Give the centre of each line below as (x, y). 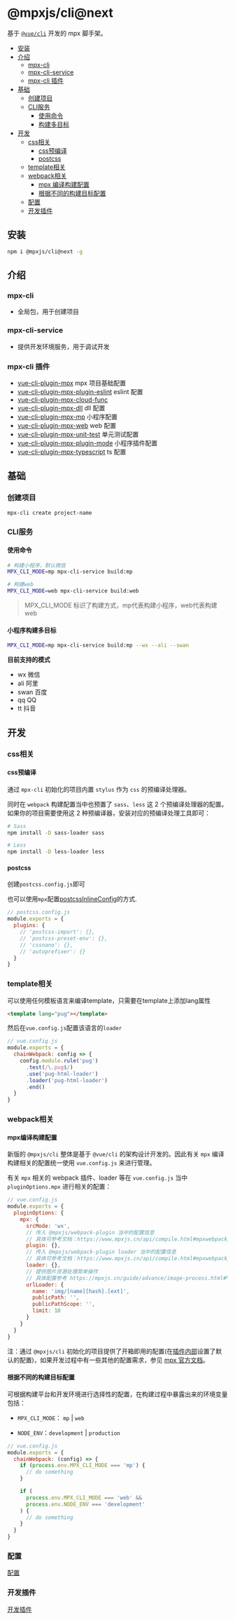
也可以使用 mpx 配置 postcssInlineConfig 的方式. (72, 899)
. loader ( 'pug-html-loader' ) (67, 1080)
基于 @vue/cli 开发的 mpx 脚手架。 (57, 33)
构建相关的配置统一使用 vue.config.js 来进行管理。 (81, 1163)
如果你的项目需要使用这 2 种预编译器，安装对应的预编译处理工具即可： (109, 813)
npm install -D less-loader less (56, 852)
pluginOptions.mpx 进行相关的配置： (59, 1187)
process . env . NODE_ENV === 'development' (85, 1504)
